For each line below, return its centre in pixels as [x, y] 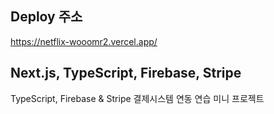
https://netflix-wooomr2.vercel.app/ [84, 41]
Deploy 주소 [46, 17]
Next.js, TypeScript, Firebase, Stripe [126, 73]
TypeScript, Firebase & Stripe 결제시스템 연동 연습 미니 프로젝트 [137, 98]
